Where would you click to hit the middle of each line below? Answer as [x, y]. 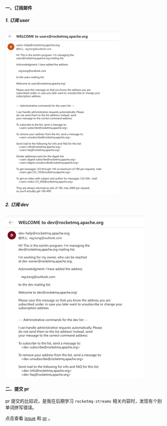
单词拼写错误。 [21, 408]
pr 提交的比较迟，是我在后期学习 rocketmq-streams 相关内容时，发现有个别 [84, 401]
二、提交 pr [17, 389]
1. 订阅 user [17, 20]
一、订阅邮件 [19, 8]
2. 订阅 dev [17, 205]
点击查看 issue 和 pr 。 [29, 418]
